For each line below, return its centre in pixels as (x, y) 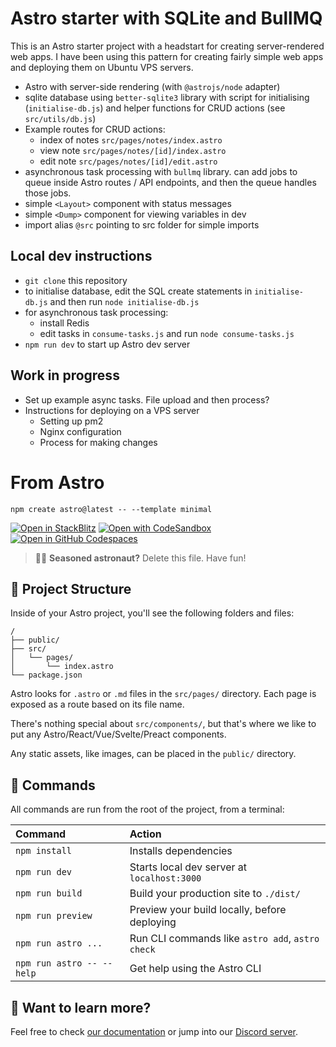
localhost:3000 (165, 878)
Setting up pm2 (71, 421)
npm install (44, 851)
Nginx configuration (80, 431)
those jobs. (48, 193)
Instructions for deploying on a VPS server (112, 410)
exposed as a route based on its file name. (97, 704)
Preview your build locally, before (208, 910)
